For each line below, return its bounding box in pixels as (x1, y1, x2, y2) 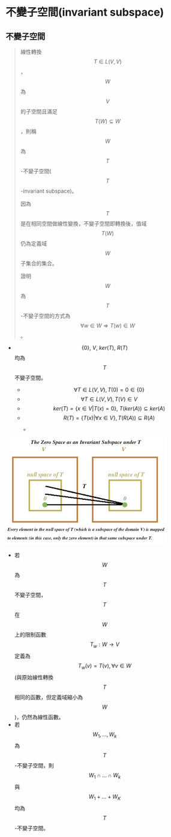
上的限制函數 (14, 631, 46, 638)
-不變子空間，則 (14, 762, 55, 769)
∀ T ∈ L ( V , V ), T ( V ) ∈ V (80, 395, 138, 403)
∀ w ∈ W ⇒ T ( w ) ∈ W (80, 322, 136, 329)
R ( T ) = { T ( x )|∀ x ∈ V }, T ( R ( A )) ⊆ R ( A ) (63, 415, 155, 421)
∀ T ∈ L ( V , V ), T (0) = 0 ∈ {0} (73, 386, 145, 393)
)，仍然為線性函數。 (14, 713, 64, 721)
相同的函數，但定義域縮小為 (14, 694, 83, 701)
